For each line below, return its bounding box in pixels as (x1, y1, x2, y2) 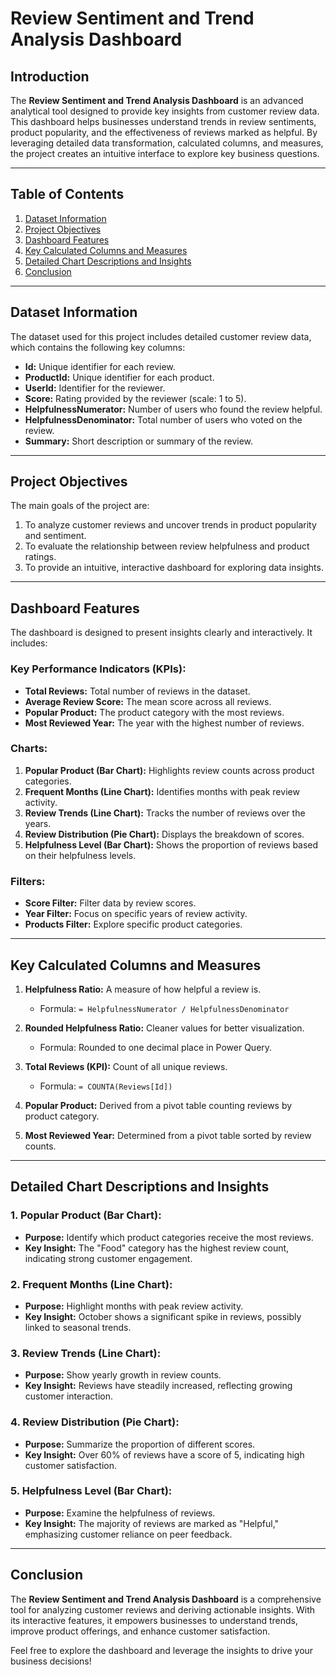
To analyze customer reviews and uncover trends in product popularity (24, 519, 317, 531)
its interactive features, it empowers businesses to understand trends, (10, 1614, 298, 1626)
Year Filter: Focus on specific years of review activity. (24, 908, 248, 920)
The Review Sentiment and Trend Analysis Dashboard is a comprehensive (10, 1593, 322, 1605)
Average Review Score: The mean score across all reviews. (24, 695, 272, 707)
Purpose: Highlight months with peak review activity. (24, 1300, 244, 1312)
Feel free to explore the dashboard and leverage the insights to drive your (10, 1644, 314, 1656)
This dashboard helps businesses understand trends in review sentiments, (10, 116, 317, 127)
